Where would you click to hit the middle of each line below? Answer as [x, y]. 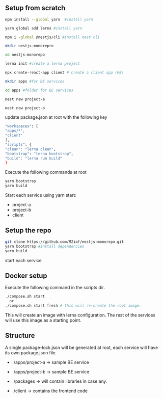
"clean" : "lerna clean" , [30, 149]
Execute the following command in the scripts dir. [55, 288]
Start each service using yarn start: [41, 195]
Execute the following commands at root [46, 172]
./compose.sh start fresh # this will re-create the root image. [73, 306]
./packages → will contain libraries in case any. [59, 381]
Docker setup [26, 276]
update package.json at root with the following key [56, 117]
